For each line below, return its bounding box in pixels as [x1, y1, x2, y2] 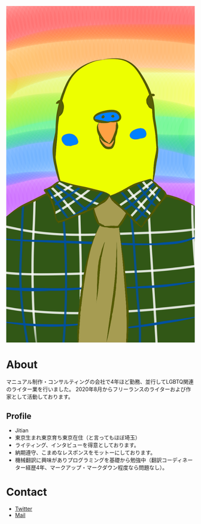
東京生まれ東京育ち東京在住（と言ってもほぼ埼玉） [14, 434, 141, 441]
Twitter [14, 505, 33, 513]
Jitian [14, 427, 29, 434]
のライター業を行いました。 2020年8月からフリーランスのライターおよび [6, 386, 186, 393]
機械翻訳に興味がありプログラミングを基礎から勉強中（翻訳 [14, 456, 162, 464]
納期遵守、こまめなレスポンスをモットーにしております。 [14, 449, 156, 456]
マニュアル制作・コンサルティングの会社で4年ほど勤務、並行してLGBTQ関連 [6, 378, 194, 386]
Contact [6, 486, 47, 499]
